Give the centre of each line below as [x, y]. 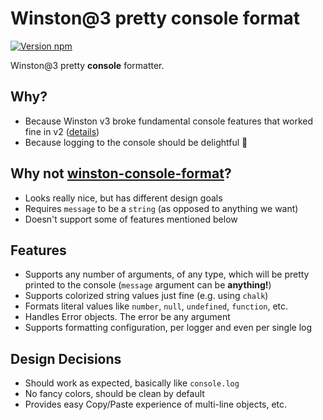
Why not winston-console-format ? [121, 173]
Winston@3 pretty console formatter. [87, 65]
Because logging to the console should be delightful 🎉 [136, 142]
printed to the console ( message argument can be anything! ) [148, 285]
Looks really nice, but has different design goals [123, 198]
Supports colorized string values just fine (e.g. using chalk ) [146, 296]
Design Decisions [66, 358]
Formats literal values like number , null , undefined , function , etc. [156, 306]
